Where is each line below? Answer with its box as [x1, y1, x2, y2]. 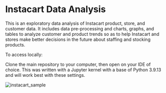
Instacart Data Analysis [5, 4, 106, 15]
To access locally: [5, 52, 43, 58]
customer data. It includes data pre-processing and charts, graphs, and [5, 25, 154, 31]
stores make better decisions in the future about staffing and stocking [5, 36, 151, 42]
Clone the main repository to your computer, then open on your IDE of [5, 61, 151, 67]
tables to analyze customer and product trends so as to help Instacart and [5, 31, 159, 37]
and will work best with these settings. [5, 72, 86, 78]
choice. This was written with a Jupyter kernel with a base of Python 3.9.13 [5, 67, 161, 73]
